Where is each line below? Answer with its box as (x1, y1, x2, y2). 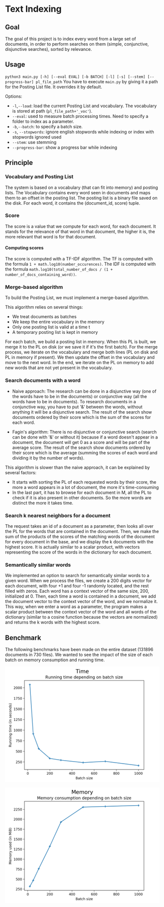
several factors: (5, 469, 37, 475)
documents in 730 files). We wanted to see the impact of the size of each (5, 652, 153, 657)
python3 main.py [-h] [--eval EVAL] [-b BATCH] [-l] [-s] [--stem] (5, 74, 146, 79)
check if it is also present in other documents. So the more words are (12, 494, 152, 500)
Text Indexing (5, 3, 62, 15)
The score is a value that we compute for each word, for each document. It (5, 223, 156, 229)
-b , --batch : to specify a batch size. (12, 123, 83, 129)
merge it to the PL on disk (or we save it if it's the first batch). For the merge (5, 344, 158, 350)
